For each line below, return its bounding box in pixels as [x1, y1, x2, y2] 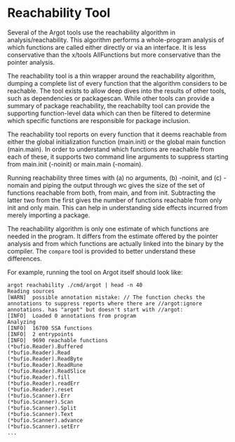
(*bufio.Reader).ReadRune [7, 361, 83, 368]
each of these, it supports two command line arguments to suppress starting [7, 152, 229, 161]
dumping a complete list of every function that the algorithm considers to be [7, 79, 228, 87]
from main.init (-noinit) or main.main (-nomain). [7, 160, 144, 168]
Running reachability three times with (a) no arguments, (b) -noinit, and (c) [7, 174, 222, 182]
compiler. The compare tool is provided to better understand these [7, 247, 196, 255]
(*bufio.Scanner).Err [7, 392, 71, 399]
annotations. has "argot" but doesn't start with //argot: [7, 306, 184, 313]
